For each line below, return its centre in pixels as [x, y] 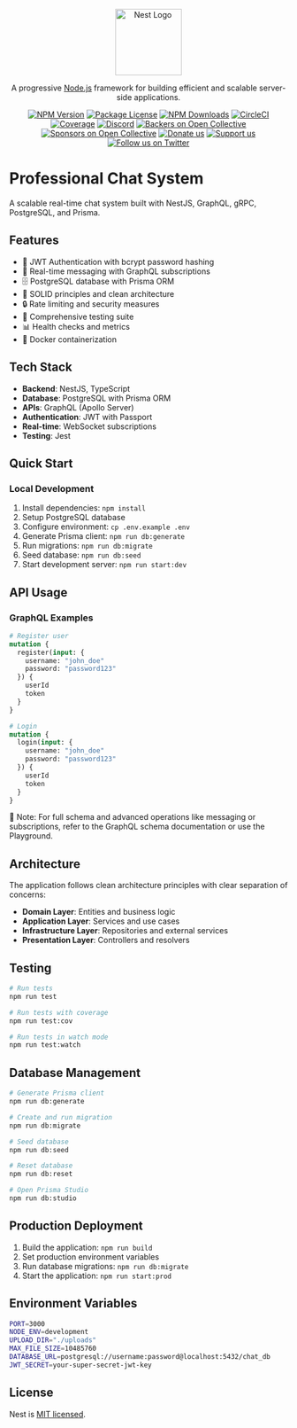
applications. [157, 97]
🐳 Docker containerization [69, 339]
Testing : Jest [46, 435]
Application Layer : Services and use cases [101, 921]
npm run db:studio [43, 1198]
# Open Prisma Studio [49, 1190]
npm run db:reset [41, 1174]
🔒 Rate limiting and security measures [91, 304]
